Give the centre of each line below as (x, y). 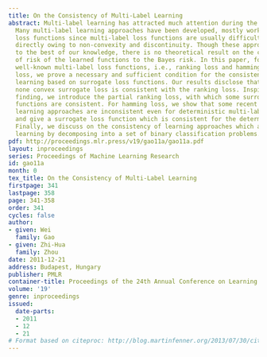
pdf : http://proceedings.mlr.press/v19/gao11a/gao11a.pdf (106, 141)
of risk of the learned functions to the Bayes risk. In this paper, (133, 60)
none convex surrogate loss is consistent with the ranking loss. (128, 89)
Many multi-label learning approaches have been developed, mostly (130, 30)
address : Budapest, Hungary (55, 267)
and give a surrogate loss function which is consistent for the (126, 119)
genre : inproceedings (44, 297)
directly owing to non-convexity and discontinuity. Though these (128, 45)
